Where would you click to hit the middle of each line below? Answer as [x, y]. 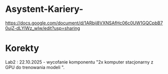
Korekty [22, 48]
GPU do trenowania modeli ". [35, 67]
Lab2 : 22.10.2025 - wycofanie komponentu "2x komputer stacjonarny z [79, 62]
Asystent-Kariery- [44, 9]
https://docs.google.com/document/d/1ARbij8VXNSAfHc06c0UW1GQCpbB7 [84, 23]
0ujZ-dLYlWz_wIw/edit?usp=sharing [43, 28]
